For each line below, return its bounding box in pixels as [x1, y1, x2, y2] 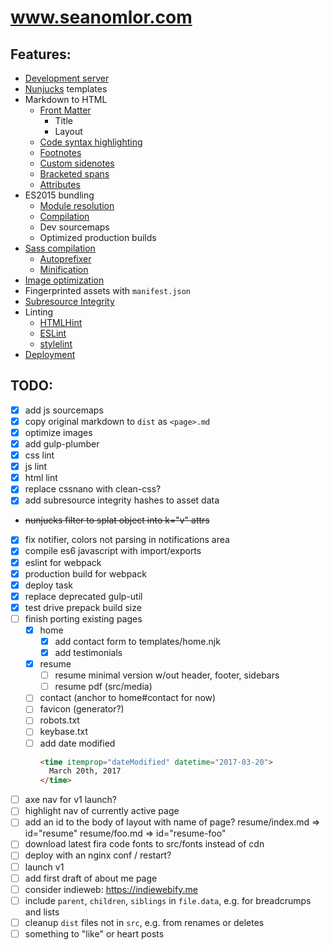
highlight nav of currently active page [24, 805, 180, 817]
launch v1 [24, 861, 65, 873]
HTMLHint [39, 317, 83, 328]
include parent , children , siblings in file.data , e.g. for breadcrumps [24, 894, 312, 906]
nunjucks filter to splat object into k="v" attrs [24, 514, 210, 526]
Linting [24, 306, 54, 318]
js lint [24, 461, 48, 473]
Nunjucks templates [24, 83, 108, 95]
